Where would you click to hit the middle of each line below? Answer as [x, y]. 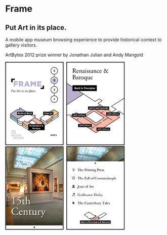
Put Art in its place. [36, 28]
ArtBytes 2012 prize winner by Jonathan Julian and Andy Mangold [74, 55]
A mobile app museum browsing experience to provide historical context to [83, 40]
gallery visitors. [21, 45]
